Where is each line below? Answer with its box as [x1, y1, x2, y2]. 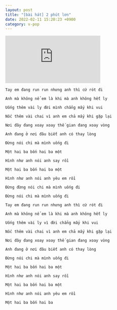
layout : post [5, 7, 33, 13]
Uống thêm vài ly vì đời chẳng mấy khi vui [5, 220, 99, 225]
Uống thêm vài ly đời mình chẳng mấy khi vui [5, 105, 103, 110]
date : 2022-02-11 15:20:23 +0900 [5, 17, 76, 22]
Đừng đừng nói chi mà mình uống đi [5, 185, 81, 190]
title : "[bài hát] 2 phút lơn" [5, 12, 71, 17]
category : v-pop [5, 21, 40, 27]
